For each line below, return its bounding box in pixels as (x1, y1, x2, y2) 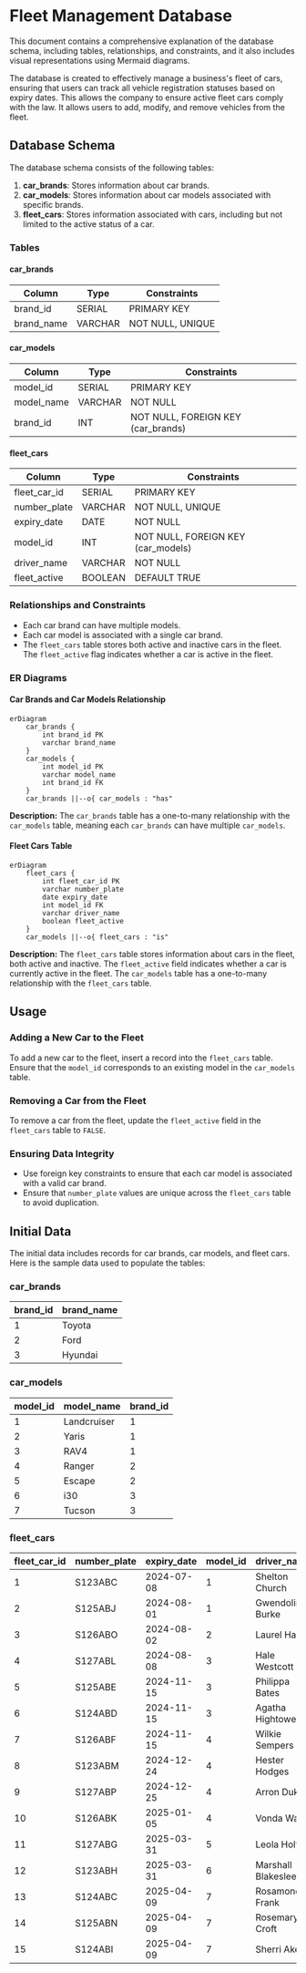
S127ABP (74, 1785, 117, 1798)
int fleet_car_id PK (42, 876, 120, 885)
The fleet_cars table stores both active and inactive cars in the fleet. (22, 639, 282, 650)
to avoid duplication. (22, 1197, 99, 1208)
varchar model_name (42, 770, 117, 780)
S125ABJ (74, 1602, 117, 1615)
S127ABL (74, 1654, 117, 1667)
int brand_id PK (42, 730, 104, 739)
